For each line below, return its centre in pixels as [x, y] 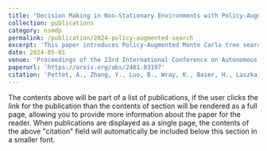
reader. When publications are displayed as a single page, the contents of [129, 122]
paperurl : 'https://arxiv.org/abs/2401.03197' [87, 68]
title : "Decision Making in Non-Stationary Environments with [113, 15]
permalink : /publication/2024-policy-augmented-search [101, 38]
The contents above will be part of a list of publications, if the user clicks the [133, 97]
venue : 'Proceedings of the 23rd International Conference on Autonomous [133, 60]
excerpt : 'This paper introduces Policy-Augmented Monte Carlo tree [124, 45]
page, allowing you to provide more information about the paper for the [124, 114]
